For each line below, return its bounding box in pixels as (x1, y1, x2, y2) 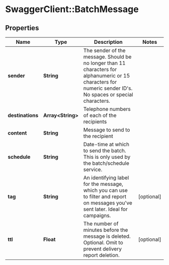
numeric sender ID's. (83, 85, 133, 92)
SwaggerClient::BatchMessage (5, 4, 139, 15)
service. (83, 166, 103, 173)
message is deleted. (83, 233, 131, 240)
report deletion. (83, 252, 120, 258)
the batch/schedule (83, 160, 130, 167)
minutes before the (83, 227, 128, 233)
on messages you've (83, 200, 132, 206)
